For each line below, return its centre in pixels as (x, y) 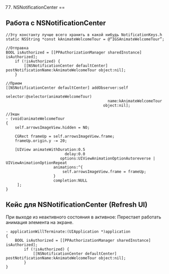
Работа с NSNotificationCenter (56, 23)
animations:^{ (68, 167)
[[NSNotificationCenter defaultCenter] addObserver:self (67, 88)
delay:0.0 (75, 154)
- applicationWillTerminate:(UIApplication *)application (68, 232)
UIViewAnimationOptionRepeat (36, 163)
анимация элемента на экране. (40, 222)
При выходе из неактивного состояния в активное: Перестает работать (83, 217)
